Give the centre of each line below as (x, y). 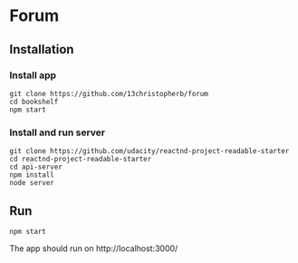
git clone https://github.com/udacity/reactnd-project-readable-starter (149, 151)
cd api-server (36, 167)
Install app (33, 75)
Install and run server (58, 132)
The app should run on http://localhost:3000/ (94, 248)
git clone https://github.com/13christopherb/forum (109, 93)
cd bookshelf (34, 102)
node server (32, 183)
